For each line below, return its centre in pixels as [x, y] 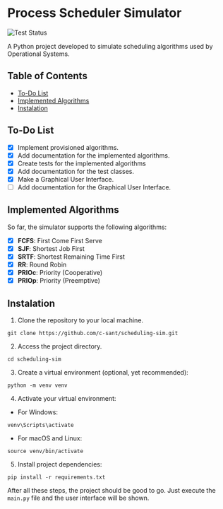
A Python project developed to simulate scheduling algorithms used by [110, 46]
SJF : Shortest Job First [51, 248]
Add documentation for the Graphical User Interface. [94, 187]
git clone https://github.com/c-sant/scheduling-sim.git [93, 333]
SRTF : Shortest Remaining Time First [71, 257]
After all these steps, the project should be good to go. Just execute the [112, 490]
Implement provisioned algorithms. [68, 147]
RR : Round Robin [42, 264]
